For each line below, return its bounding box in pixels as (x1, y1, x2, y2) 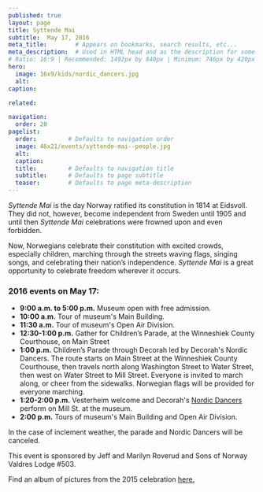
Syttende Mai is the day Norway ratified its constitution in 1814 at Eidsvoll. (8, 201, 248, 209)
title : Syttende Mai (8, 26, 76, 34)
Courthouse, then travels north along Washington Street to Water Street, (19, 362, 254, 372)
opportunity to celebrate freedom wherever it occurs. (8, 266, 181, 276)
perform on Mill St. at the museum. (19, 404, 132, 413)
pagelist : (8, 128, 41, 136)
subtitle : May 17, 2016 (8, 33, 90, 42)
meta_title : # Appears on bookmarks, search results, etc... (8, 41, 238, 49)
